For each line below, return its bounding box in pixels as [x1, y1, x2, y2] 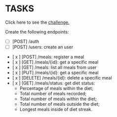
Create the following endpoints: [5, 29, 69, 35]
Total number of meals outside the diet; [19, 101, 100, 107]
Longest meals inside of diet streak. [19, 107, 93, 113]
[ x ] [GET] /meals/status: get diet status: [12, 80, 95, 86]
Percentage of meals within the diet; [19, 85, 94, 91]
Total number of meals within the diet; [19, 96, 97, 102]
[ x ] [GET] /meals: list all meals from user [12, 65, 97, 71]
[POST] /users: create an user [12, 44, 73, 50]
